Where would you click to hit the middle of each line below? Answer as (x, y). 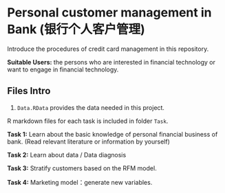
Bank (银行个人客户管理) (76, 30)
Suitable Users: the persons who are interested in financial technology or (111, 62)
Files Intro (29, 91)
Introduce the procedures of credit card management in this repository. (108, 49)
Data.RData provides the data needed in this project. (91, 107)
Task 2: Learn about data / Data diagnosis (67, 155)
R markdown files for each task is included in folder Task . (88, 121)
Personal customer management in (109, 13)
